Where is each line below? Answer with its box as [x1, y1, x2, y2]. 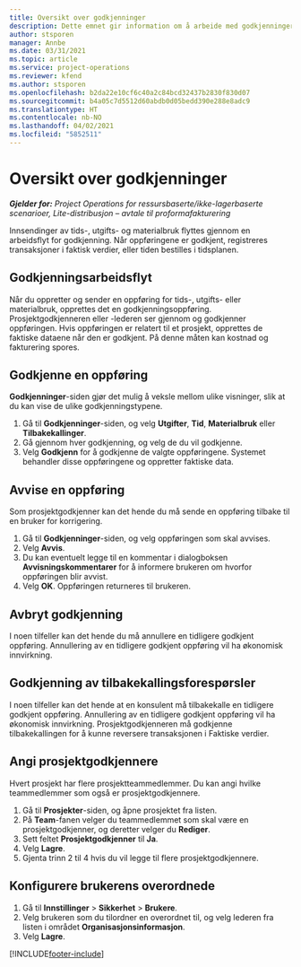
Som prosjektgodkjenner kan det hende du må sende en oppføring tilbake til [9, 506, 290, 517]
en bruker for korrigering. [9, 516, 103, 527]
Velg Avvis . [21, 543, 65, 553]
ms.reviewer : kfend [9, 72, 82, 81]
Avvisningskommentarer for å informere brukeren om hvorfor [21, 562, 253, 572]
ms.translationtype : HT [9, 105, 99, 114]
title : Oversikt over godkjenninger [9, 13, 146, 22]
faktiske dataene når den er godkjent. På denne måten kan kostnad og [9, 332, 269, 343]
